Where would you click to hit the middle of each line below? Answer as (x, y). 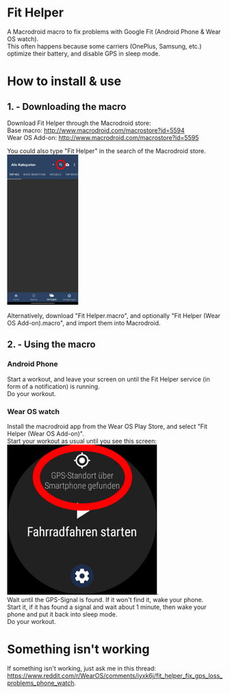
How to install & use (64, 81)
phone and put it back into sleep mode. (62, 614)
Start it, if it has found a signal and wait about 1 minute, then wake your (107, 607)
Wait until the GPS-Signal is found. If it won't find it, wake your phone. (105, 599)
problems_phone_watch (41, 683)
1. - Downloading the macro (67, 107)
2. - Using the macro (51, 345)
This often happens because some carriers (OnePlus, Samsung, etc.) (104, 46)
